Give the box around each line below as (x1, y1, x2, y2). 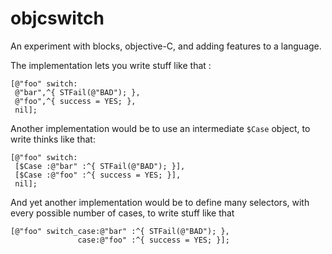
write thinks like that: (10, 133, 96, 145)
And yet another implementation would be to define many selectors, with (10, 196, 310, 208)
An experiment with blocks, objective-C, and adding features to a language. (10, 40, 322, 52)
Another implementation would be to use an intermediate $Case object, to (10, 122, 311, 134)
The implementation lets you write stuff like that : (10, 59, 212, 71)
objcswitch (10, 7, 105, 30)
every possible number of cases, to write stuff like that (10, 207, 235, 219)
